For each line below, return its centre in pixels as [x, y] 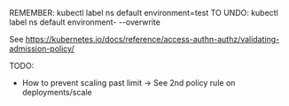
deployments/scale [57, 92]
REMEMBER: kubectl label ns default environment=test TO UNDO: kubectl [144, 13]
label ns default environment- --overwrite [85, 22]
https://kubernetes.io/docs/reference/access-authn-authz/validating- [152, 39]
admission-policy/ [42, 49]
